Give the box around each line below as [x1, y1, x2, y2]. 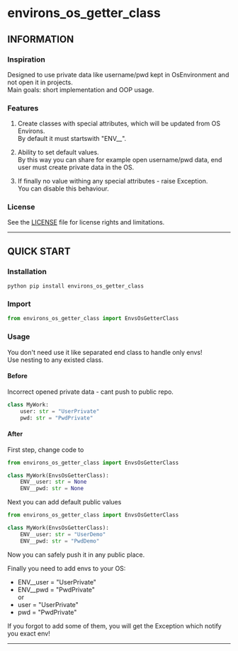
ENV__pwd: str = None [20, 485, 84, 492]
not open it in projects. [7, 78, 73, 86]
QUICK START [7, 245, 71, 257]
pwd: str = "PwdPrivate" [20, 414, 93, 421]
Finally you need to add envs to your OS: [7, 564, 126, 572]
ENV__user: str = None [20, 478, 87, 486]
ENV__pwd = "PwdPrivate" [17, 585, 96, 594]
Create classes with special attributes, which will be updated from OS [17, 119, 221, 128]
